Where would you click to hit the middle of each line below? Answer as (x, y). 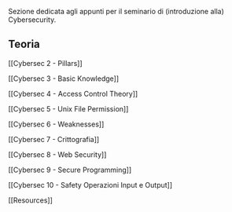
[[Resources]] (31, 200)
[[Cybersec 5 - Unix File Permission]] (68, 108)
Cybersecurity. (32, 20)
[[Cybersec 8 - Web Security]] (57, 154)
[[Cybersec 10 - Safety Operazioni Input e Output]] (90, 185)
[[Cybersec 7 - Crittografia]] (54, 139)
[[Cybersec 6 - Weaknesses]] (56, 124)
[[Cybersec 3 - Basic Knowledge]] (64, 79)
